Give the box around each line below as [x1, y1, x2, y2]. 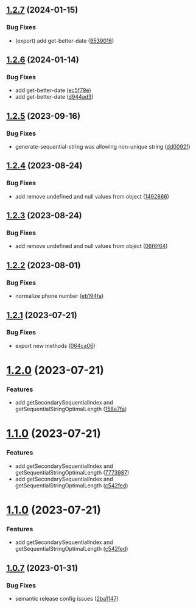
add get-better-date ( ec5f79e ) [15, 87, 91, 94]
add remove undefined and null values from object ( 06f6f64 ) [15, 242, 168, 250]
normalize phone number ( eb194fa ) [15, 292, 104, 300]
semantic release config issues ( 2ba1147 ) [15, 595, 119, 602]
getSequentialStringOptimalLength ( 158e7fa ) [15, 405, 127, 413]
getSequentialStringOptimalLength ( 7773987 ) [15, 468, 130, 476]
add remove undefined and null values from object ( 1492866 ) [15, 193, 169, 200]
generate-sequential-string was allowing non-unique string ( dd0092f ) [15, 143, 191, 150]
